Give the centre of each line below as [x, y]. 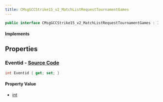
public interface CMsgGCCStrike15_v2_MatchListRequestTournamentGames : [80, 23]
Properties [21, 49]
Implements [17, 34]
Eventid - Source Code [32, 63]
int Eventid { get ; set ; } [32, 73]
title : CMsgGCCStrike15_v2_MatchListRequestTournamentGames [67, 9]
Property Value [21, 84]
